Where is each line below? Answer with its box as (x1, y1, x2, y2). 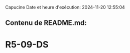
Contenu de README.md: (5, 18, 87, 27)
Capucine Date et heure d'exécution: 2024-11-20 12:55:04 (5, 4, 125, 10)
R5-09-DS (5, 38, 49, 50)
